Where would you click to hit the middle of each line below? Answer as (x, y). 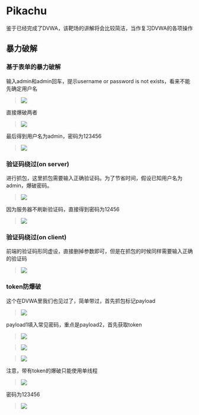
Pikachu (27, 11)
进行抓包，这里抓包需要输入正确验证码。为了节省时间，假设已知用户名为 (94, 178)
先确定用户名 (22, 88)
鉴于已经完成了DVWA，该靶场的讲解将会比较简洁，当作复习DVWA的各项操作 (99, 28)
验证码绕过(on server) (38, 164)
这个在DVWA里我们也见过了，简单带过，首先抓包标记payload (81, 300)
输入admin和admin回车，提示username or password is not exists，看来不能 (98, 81)
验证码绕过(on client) (36, 237)
